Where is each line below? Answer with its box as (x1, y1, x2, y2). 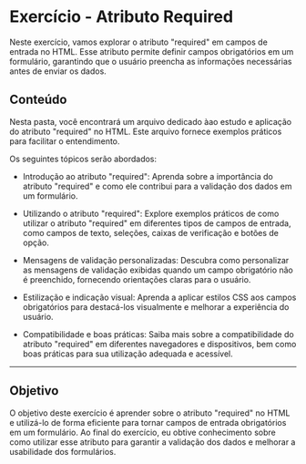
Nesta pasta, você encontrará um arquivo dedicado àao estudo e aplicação (9, 116, 292, 127)
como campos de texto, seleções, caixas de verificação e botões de (22, 227, 280, 238)
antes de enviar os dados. (9, 66, 107, 77)
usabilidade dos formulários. (9, 446, 117, 457)
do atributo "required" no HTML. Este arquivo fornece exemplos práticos (9, 126, 282, 137)
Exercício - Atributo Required (9, 6, 234, 27)
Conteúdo (9, 92, 67, 108)
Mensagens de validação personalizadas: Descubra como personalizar (22, 254, 290, 265)
